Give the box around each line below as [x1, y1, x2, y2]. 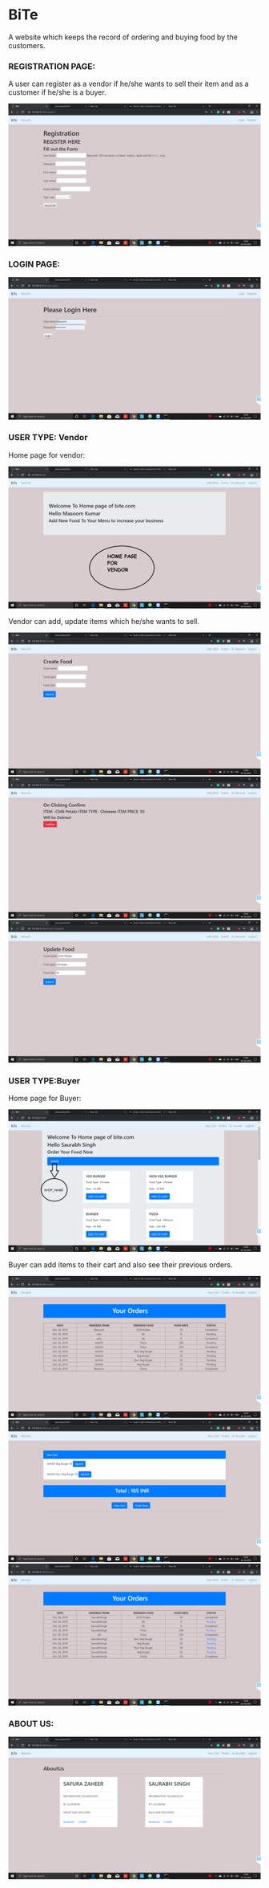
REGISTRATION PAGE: [8, 60, 96, 71]
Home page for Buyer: [8, 1094, 82, 1103]
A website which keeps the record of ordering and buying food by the [8, 32, 238, 42]
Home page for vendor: [8, 450, 86, 459]
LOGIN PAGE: [8, 259, 61, 270]
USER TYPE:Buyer [8, 1074, 81, 1086]
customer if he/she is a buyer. [8, 88, 106, 97]
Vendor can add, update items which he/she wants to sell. [8, 617, 200, 626]
